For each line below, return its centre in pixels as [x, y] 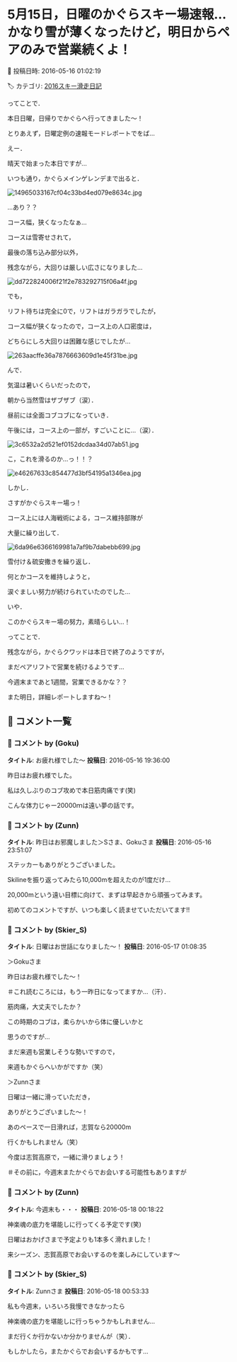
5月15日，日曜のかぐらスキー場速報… [117, 15]
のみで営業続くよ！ [76, 50]
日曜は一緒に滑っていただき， [51, 1097]
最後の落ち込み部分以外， [45, 252]
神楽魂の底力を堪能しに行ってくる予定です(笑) [74, 1224]
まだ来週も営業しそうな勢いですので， [63, 1052]
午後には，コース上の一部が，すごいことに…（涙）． [82, 430]
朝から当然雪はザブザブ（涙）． [52, 400]
